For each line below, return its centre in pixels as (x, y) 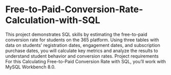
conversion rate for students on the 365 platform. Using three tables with (82, 40)
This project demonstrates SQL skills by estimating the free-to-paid (76, 34)
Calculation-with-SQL (53, 20)
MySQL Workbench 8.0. (30, 67)
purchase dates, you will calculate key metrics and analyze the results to (82, 51)
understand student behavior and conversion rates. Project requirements (82, 56)
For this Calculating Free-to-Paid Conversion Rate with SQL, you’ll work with (86, 61)
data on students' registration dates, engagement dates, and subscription (83, 45)
